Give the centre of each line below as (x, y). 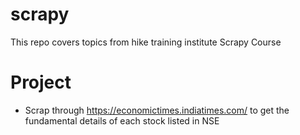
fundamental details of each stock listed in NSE (122, 120)
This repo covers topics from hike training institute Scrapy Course (146, 42)
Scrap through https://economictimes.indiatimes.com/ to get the (157, 110)
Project (41, 82)
